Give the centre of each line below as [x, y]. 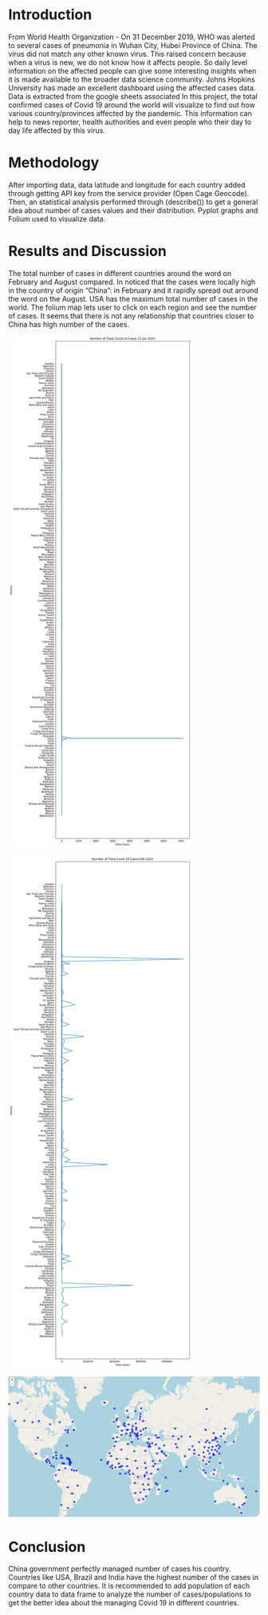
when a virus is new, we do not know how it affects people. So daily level [128, 62]
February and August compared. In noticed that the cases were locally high [132, 282]
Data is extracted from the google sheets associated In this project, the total [133, 96]
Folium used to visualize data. [57, 218]
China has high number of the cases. [69, 324]
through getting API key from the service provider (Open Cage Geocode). [129, 193]
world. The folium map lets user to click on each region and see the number [132, 307]
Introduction [50, 15]
